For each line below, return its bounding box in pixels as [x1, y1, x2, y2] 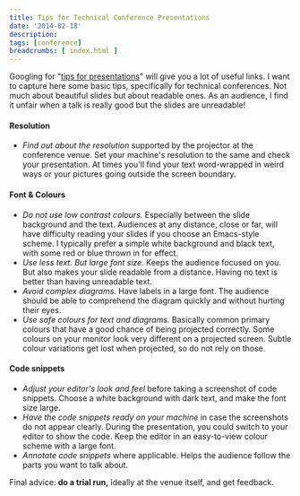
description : [9, 30, 58, 39]
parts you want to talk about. [21, 459, 128, 470]
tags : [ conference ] [9, 38, 82, 48]
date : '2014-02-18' [9, 22, 82, 30]
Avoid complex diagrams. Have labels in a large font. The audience [21, 285, 270, 296]
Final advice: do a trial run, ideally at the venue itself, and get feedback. [9, 476, 275, 487]
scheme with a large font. [21, 440, 116, 451]
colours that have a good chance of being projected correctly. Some [21, 324, 275, 335]
